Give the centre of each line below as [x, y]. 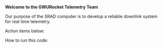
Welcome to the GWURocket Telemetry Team [52, 7]
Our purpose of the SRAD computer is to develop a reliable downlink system [81, 16]
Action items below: [25, 31]
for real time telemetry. [28, 22]
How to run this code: [27, 40]
